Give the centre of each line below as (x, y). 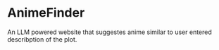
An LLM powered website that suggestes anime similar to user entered (110, 32)
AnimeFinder (46, 13)
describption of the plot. (42, 39)
